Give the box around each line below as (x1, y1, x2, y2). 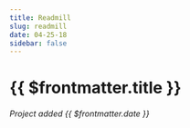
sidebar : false (9, 38, 68, 48)
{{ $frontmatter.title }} (9, 78, 182, 98)
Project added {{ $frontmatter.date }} (9, 108, 151, 119)
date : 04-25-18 (9, 30, 68, 39)
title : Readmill (9, 13, 71, 23)
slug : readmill (9, 22, 68, 31)
